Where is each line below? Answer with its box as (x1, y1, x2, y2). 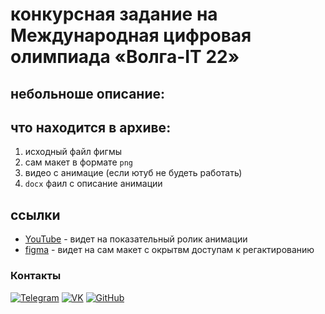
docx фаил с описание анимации (24, 178, 163, 190)
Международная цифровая (10, 24, 252, 47)
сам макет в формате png (24, 156, 133, 168)
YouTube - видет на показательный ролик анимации (24, 233, 248, 245)
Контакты (10, 269, 62, 283)
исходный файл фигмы (24, 146, 123, 158)
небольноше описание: (10, 85, 165, 102)
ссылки (10, 206, 61, 223)
